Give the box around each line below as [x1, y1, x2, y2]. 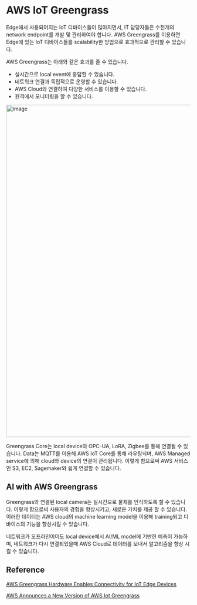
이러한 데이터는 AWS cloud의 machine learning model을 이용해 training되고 [6, 513, 183, 520]
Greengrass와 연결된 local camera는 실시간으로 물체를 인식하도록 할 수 [6, 498, 170, 505]
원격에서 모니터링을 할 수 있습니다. [14, 92, 93, 100]
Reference [6, 565, 45, 575]
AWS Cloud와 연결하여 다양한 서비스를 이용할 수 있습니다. [14, 85, 147, 92]
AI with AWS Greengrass [6, 482, 98, 492]
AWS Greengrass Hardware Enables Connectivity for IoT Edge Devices [6, 580, 177, 587]
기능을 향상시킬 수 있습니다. [26, 520, 89, 527]
